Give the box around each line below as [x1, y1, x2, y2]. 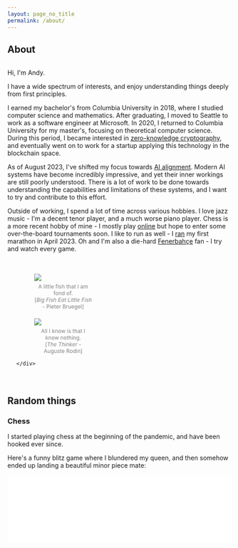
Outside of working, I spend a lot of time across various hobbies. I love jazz [7, 207, 228, 216]
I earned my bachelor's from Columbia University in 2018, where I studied [7, 104, 224, 112]
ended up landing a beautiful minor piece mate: [7, 461, 146, 470]
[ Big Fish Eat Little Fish [34, 296, 93, 304]
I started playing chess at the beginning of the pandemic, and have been [7, 432, 220, 441]
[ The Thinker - [45, 341, 82, 349]
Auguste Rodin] [43, 347, 83, 355]
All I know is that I [41, 327, 86, 335]
